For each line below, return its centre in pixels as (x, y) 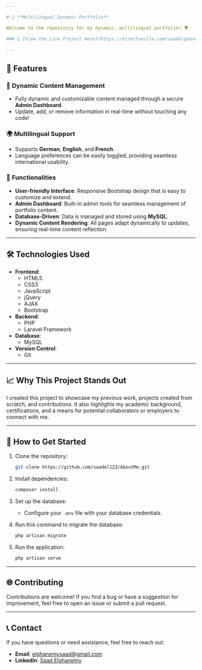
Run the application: (40, 547)
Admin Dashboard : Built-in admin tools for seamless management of (100, 203)
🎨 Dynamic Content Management (56, 85)
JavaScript (37, 291)
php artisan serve (38, 558)
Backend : (27, 317)
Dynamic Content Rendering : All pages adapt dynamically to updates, (102, 223)
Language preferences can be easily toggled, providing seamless (96, 156)
